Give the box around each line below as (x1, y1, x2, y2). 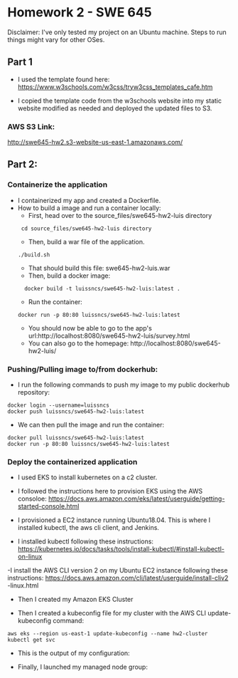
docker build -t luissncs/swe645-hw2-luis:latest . (24, 285, 180, 292)
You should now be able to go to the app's (28, 323, 153, 332)
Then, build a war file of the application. (28, 237, 145, 246)
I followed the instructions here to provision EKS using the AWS (17, 487, 203, 496)
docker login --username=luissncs (7, 402, 110, 410)
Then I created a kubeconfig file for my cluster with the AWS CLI (17, 609, 207, 617)
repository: (17, 388, 50, 397)
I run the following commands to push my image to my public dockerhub (17, 380, 230, 389)
